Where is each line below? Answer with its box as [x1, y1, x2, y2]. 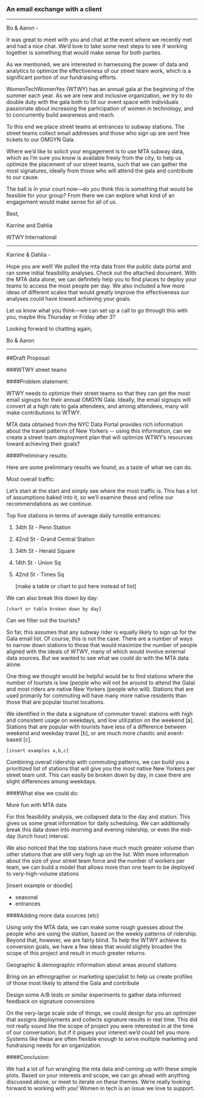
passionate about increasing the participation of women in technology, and [6, 105, 194, 112]
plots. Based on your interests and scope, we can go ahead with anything [6, 1072, 190, 1079]
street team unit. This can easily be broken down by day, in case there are [6, 771, 191, 779]
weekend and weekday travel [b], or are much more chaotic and [6, 730, 166, 737]
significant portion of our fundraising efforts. [6, 74, 118, 81]
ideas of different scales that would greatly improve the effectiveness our [6, 289, 189, 296]
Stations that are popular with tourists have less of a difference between [6, 723, 187, 730]
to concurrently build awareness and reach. [6, 111, 115, 118]
